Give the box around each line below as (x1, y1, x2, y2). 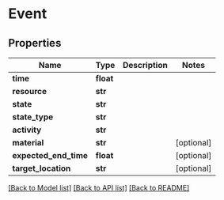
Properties (8, 36, 62, 50)
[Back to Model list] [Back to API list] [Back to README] (8, 183, 190, 192)
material (12, 138, 44, 148)
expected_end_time (12, 150, 89, 160)
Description (122, 60, 168, 70)
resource (12, 86, 47, 96)
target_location (12, 163, 71, 174)
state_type (12, 111, 54, 123)
